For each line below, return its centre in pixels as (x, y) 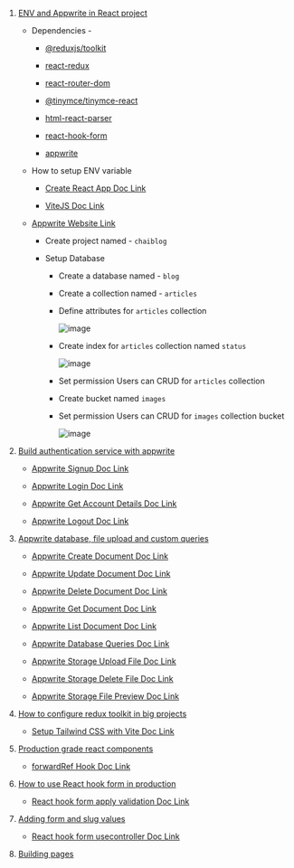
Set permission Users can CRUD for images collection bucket (171, 416)
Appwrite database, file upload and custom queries (114, 538)
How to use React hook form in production (97, 784)
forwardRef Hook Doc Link (81, 766)
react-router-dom (78, 83)
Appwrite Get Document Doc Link (94, 609)
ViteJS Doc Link (75, 206)
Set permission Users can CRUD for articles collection (161, 381)
